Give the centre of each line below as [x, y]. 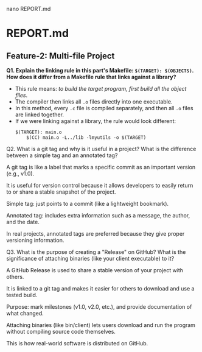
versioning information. [35, 240]
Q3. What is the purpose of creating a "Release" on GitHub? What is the [96, 252]
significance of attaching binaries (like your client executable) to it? [90, 259]
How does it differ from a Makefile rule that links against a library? [91, 77]
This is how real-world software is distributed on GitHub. [77, 343]
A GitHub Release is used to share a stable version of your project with [95, 270]
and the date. [23, 222]
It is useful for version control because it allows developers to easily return [100, 185]
